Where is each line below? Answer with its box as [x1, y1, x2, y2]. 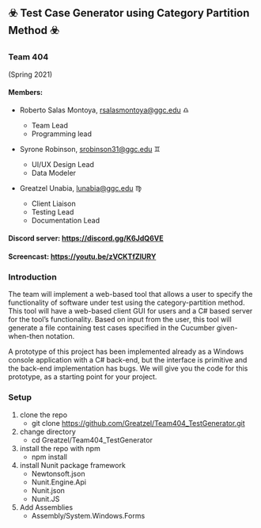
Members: [8, 88, 43, 97]
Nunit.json [31, 485, 66, 495]
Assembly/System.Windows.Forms [31, 511, 146, 520]
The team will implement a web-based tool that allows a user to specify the [8, 290, 253, 299]
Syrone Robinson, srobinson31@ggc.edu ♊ [19, 144, 161, 154]
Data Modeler [31, 168, 77, 177]
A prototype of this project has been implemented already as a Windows [8, 347, 244, 356]
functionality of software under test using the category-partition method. [8, 298, 245, 307]
